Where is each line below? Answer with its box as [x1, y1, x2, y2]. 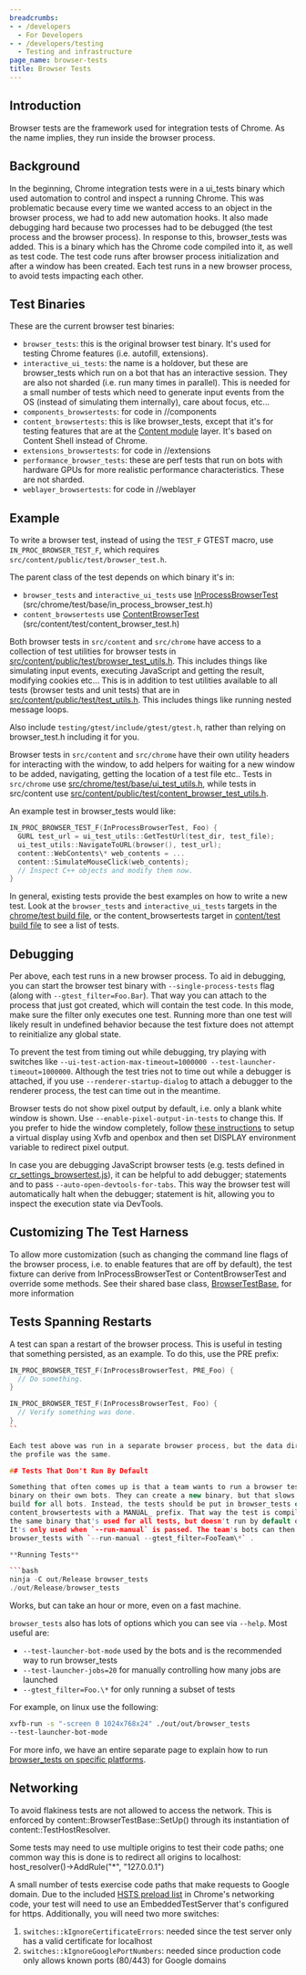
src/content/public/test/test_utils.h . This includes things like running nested [9, 695, 292, 706]
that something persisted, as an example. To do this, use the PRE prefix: [9, 1348, 280, 1359]
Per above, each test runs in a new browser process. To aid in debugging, [9, 971, 287, 982]
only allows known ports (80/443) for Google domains [22, 1955, 227, 1966]
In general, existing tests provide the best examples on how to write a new [9, 891, 289, 902]
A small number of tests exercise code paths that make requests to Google [9, 1878, 290, 1890]
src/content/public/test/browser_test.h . [9, 554, 168, 565]
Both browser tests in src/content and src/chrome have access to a [9, 636, 261, 647]
